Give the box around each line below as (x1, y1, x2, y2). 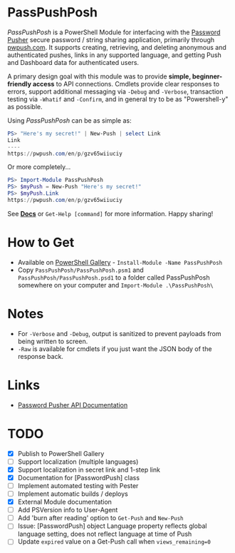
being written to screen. (17, 337, 88, 345)
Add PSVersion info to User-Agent (17, 506, 118, 514)
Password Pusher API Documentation (17, 400, 128, 409)
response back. (17, 352, 64, 360)
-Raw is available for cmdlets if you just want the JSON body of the (17, 344, 212, 353)
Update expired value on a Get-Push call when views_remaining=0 (17, 537, 211, 546)
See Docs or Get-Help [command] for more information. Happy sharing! (7, 209, 214, 218)
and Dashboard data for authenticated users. (7, 58, 140, 66)
